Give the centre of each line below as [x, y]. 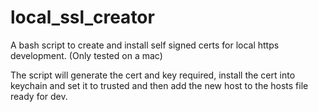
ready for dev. [39, 96]
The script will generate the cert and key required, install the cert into [153, 75]
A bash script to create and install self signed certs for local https [145, 45]
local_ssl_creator [82, 17]
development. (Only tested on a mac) [86, 55]
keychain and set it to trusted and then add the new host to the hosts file [159, 85]
